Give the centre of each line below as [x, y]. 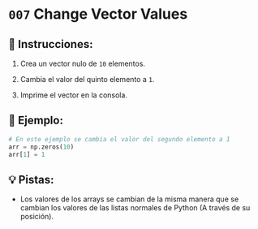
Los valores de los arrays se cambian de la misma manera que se [129, 199]
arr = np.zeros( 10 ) [41, 147]
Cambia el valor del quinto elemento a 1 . [87, 79]
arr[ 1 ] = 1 [27, 154]
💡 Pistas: [31, 179]
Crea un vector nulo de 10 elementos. [83, 63]
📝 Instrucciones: [51, 44]
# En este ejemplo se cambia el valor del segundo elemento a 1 [119, 139]
